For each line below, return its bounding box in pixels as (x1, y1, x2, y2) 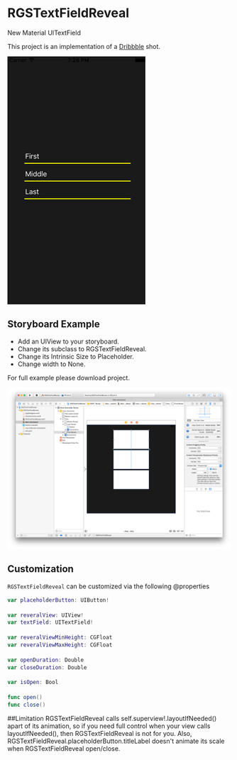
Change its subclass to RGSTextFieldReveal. (17, 344, 147, 353)
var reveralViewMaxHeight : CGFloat (7, 641, 113, 649)
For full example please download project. (7, 373, 130, 382)
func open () (7, 694, 43, 701)
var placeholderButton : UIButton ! (7, 596, 110, 604)
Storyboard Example (7, 318, 101, 331)
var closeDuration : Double (7, 663, 87, 671)
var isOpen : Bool (7, 679, 59, 686)
